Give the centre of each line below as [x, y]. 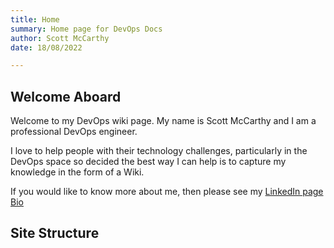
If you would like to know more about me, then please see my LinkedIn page [167, 192]
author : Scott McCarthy [60, 38]
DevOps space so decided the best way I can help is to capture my [148, 162]
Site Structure [55, 233]
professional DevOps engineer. [74, 132]
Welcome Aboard [66, 96]
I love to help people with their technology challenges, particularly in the [159, 151]
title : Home [35, 19]
